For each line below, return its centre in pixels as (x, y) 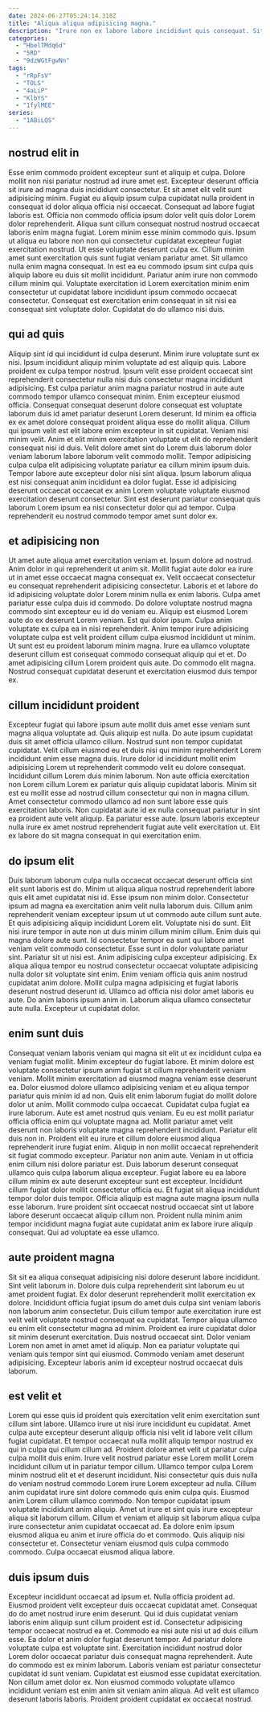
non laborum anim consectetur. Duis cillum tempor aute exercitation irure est (135, 1311)
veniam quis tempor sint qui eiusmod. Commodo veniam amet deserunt (127, 1354)
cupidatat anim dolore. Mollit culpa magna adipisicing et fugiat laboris (123, 982)
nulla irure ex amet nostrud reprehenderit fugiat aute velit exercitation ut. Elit (134, 827)
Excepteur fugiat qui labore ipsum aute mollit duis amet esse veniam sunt (129, 725)
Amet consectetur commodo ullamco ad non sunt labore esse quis (118, 801)
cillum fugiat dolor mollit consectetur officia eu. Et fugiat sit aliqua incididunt (134, 1190)
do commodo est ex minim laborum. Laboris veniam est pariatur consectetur (135, 1665)
